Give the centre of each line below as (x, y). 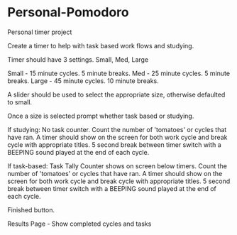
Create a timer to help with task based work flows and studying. (101, 45)
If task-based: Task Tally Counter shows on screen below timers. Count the (117, 166)
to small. (20, 102)
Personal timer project (40, 32)
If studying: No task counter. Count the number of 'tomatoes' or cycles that (117, 129)
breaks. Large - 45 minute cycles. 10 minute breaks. (83, 81)
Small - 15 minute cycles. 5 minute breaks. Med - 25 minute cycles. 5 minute (119, 73)
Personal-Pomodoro (68, 12)
